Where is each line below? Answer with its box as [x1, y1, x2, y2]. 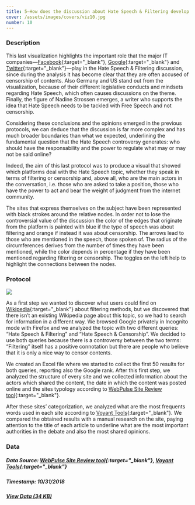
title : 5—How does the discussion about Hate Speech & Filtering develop [6, 8, 190, 15]
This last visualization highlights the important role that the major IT [6, 52, 168, 59]
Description [6, 39, 40, 47]
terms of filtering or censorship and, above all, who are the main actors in [6, 174, 183, 182]
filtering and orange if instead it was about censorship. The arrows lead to [6, 229, 184, 236]
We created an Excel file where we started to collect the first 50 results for [6, 360, 185, 367]
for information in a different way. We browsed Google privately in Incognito [6, 318, 189, 325]
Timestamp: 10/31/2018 [6, 478, 65, 485]
